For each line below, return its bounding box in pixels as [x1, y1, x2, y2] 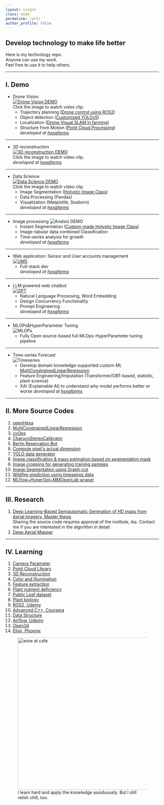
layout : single [5, 7, 36, 12]
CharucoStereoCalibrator [12, 435, 63, 441]
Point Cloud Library [12, 566, 52, 572]
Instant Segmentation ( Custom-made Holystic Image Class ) [19, 224, 139, 229]
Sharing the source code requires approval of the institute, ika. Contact [12, 519, 155, 524]
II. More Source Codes [5, 407, 74, 415]
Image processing [12, 218, 49, 224]
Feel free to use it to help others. [5, 62, 71, 68]
